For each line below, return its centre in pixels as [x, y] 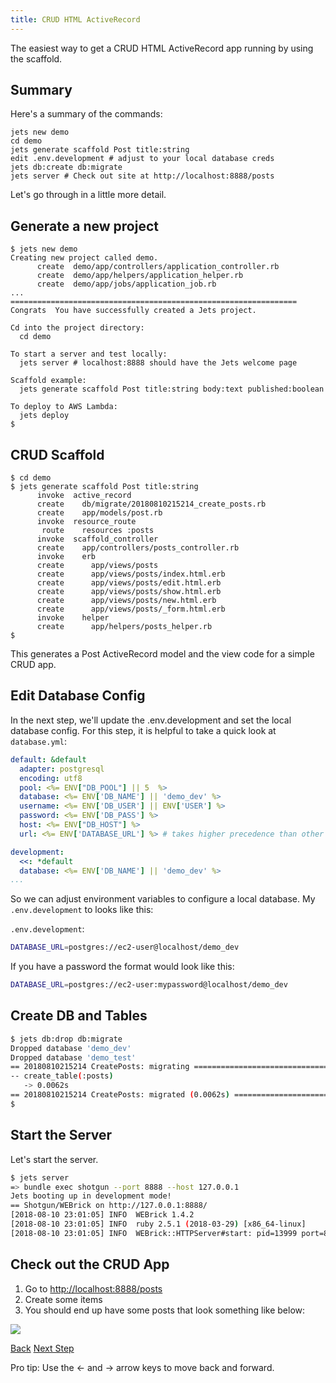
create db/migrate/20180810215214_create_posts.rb [151, 504]
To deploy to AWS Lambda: [64, 407]
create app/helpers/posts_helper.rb [124, 627]
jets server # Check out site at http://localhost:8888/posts [142, 176]
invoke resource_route [86, 522]
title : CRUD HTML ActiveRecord [75, 19]
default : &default [48, 759]
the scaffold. [36, 58]
